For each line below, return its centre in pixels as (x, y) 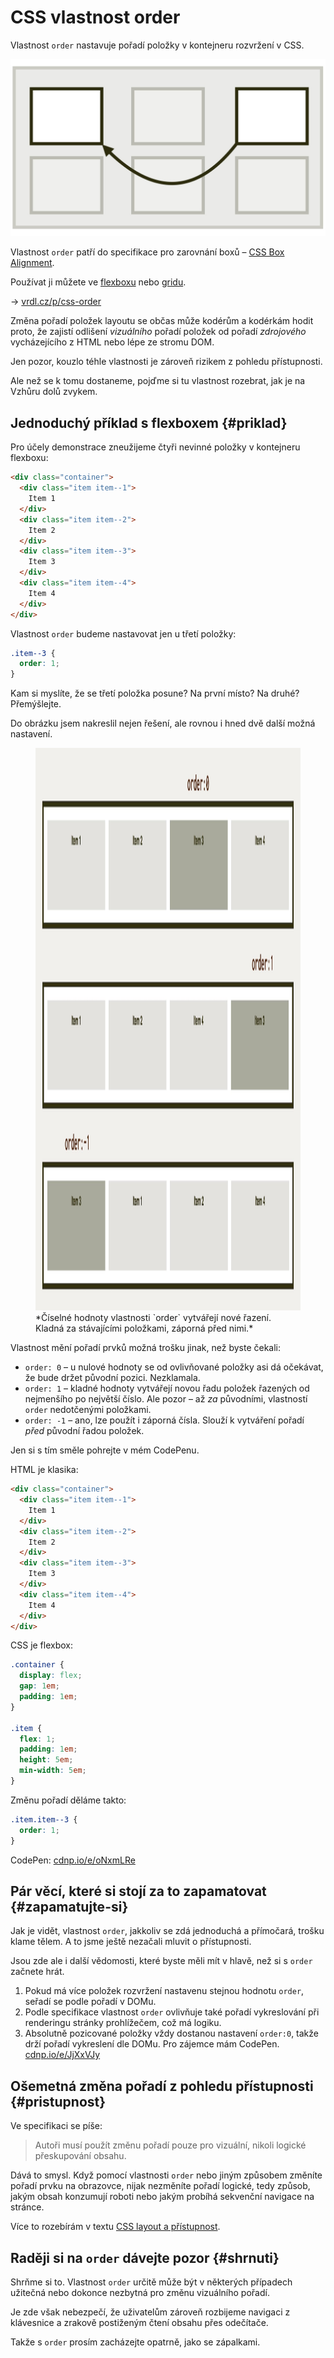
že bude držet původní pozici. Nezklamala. (112, 1378)
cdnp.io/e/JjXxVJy (62, 2055)
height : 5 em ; (46, 1760)
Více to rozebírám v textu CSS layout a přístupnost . (115, 2227)
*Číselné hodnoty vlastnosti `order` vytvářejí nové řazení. (153, 1318)
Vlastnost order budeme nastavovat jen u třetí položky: (123, 633)
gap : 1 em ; (39, 1686)
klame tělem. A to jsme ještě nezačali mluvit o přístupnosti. (131, 1942)
